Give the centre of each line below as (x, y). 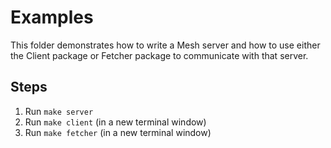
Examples (52, 17)
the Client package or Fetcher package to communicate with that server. (159, 55)
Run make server (59, 111)
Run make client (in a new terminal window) (115, 122)
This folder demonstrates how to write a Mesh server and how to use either (165, 45)
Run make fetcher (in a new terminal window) (118, 132)
